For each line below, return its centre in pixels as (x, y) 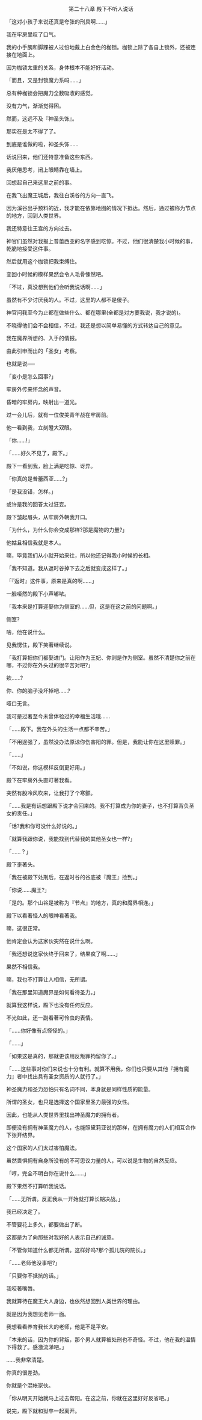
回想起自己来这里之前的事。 (41, 183)
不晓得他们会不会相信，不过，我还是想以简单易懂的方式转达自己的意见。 (96, 325)
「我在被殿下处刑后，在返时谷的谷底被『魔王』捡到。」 (73, 877)
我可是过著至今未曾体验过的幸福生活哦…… (58, 716)
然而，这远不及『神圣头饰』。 (42, 118)
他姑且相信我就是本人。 (35, 542)
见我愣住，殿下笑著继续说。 (41, 645)
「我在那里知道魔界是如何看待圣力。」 (52, 992)
